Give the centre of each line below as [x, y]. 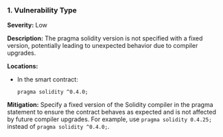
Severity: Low [27, 25]
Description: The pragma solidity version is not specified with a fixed [105, 38]
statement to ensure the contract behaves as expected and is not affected [112, 112]
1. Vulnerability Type [42, 10]
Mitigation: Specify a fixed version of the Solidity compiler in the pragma [110, 105]
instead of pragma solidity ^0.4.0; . [58, 127]
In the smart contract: [48, 79]
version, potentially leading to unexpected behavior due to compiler [103, 46]
